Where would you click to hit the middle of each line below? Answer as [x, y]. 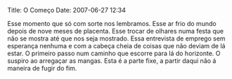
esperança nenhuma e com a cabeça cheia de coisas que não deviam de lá [116, 46]
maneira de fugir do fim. [42, 68]
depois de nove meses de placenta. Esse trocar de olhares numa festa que [115, 31]
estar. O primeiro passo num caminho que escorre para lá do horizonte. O [114, 53]
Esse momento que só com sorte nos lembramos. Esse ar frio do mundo [112, 23]
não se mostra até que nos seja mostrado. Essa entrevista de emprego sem [117, 38]
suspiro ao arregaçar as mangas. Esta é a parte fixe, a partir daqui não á [112, 61]
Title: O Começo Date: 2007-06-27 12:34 [67, 10]
